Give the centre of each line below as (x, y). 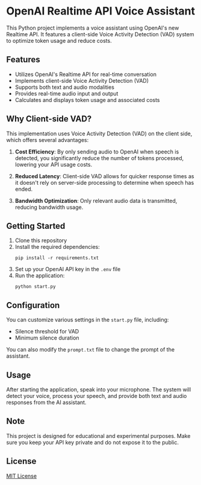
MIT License (22, 476)
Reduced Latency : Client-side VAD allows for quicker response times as (104, 176)
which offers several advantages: (48, 140)
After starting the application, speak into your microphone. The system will (99, 390)
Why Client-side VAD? (49, 119)
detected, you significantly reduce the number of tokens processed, (99, 158)
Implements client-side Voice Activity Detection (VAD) (82, 80)
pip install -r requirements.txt (57, 258)
